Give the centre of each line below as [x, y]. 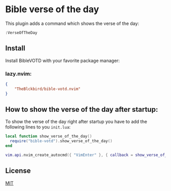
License [18, 171]
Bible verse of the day [52, 9]
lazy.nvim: [19, 74]
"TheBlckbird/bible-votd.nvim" [48, 89]
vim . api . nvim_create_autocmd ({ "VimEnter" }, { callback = [69, 155]
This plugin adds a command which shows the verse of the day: [72, 23]
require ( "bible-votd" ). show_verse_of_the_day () [61, 141]
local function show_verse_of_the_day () [49, 136]
